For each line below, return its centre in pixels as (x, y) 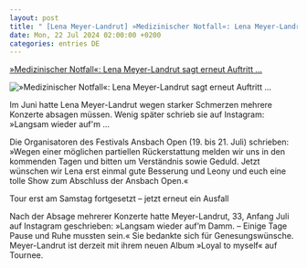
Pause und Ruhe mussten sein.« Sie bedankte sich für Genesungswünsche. (152, 236)
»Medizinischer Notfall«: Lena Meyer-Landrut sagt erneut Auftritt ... (136, 70)
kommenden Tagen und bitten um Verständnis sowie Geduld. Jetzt (135, 162)
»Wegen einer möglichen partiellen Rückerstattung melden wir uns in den (148, 152)
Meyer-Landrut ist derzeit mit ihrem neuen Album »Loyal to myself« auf (143, 246)
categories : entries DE (55, 43)
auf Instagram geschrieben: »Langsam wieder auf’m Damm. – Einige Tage (148, 226)
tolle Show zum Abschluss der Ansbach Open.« (99, 181)
